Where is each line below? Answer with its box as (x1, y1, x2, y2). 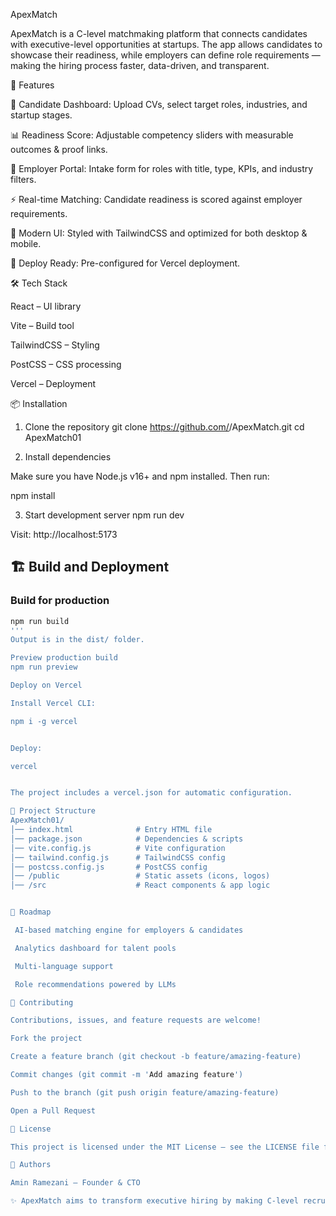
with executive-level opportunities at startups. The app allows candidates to (10, 39, 323, 50)
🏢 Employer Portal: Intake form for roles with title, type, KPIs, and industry (10, 163, 314, 174)
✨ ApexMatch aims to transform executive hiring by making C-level (10, 1196, 299, 1206)
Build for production (10, 594, 110, 608)
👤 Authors (10, 1160, 52, 1170)
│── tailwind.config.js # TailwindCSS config (10, 852, 226, 863)
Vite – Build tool (10, 320, 75, 331)
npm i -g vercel (10, 716, 78, 726)
